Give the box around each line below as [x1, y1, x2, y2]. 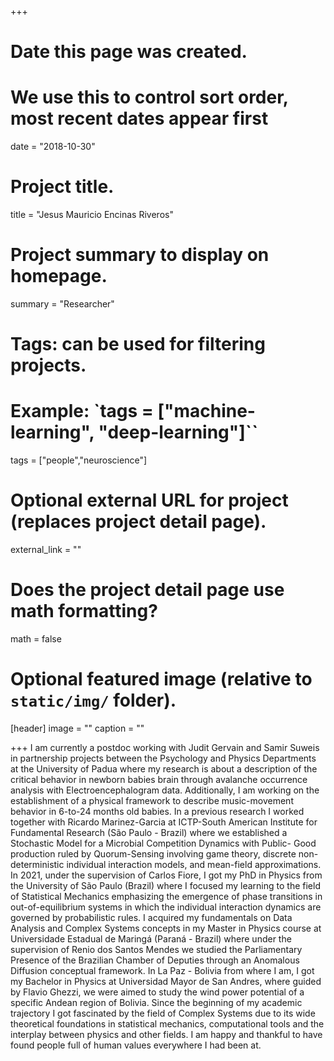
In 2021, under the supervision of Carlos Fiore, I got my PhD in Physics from [10, 869, 323, 881]
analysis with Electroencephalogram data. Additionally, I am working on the [10, 784, 320, 796]
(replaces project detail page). [10, 511, 267, 533]
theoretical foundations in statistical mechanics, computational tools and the [10, 1017, 325, 1030]
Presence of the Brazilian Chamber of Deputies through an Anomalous [10, 954, 300, 966]
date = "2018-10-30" [10, 141, 96, 153]
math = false [10, 633, 62, 645]
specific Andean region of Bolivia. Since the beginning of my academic [10, 996, 303, 1008]
